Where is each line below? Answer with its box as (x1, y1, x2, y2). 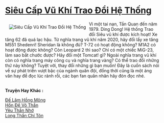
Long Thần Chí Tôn (5, 112, 44, 118)
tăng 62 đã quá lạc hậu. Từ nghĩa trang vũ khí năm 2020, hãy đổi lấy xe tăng (5, 37, 159, 42)
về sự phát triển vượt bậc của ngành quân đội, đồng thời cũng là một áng (5, 67, 152, 73)
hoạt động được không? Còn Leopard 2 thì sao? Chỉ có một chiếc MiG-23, (5, 47, 154, 53)
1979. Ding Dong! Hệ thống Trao (89, 26, 154, 32)
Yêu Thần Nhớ (5, 107, 34, 113)
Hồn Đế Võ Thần (5, 102, 39, 108)
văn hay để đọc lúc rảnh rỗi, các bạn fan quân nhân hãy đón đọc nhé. (5, 73, 145, 79)
